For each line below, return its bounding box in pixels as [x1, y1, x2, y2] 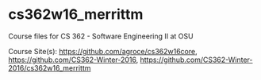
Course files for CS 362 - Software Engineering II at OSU [8, 31, 194, 41]
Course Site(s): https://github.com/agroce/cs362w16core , [8, 46, 198, 56]
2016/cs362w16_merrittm [8, 63, 91, 72]
